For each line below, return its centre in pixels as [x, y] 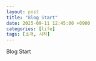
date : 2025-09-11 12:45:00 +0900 [48, 23]
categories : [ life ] [31, 29]
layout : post [23, 12]
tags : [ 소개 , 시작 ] [28, 34]
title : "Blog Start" [32, 18]
